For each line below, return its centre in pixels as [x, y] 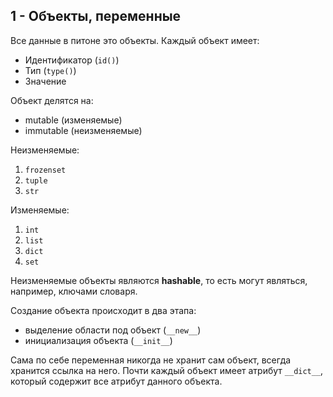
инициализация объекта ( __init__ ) [98, 340]
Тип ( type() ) [50, 70]
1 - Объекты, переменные [96, 16]
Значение [45, 81]
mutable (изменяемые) [73, 120]
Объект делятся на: [52, 100]
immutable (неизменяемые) [83, 130]
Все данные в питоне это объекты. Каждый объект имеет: [135, 40]
